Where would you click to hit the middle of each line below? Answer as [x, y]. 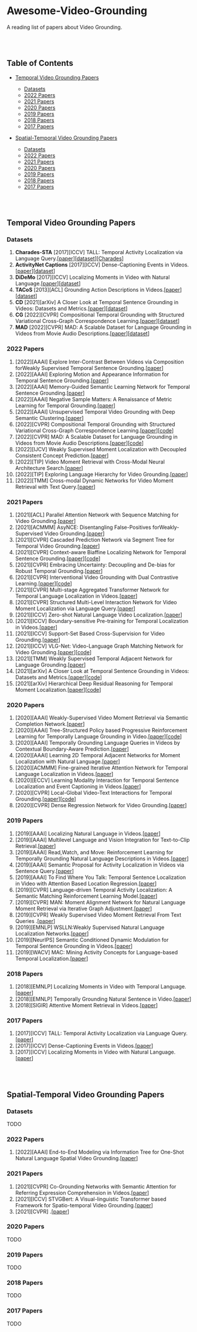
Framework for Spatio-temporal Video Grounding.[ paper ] [84, 1205]
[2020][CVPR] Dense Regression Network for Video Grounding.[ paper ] [101, 805]
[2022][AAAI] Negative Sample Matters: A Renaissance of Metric [94, 399]
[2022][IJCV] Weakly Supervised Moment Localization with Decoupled [101, 449]
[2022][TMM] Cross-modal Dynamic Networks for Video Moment [94, 480]
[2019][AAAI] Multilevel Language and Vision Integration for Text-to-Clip [102, 840]
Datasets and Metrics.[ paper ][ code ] [58, 677]
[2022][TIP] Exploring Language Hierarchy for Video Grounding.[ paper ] [101, 474]
